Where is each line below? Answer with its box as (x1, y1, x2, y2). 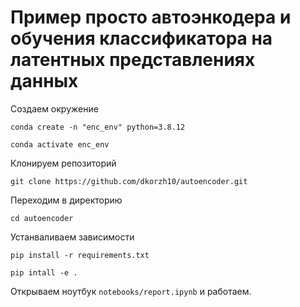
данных (10, 70, 79, 93)
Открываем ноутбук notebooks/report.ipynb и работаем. (10, 285, 252, 297)
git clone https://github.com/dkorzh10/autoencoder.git (10, 176, 248, 186)
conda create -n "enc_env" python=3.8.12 (10, 122, 186, 132)
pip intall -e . (10, 267, 78, 278)
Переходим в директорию (10, 194, 123, 206)
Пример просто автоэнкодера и (10, 6, 292, 29)
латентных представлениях (10, 49, 256, 71)
